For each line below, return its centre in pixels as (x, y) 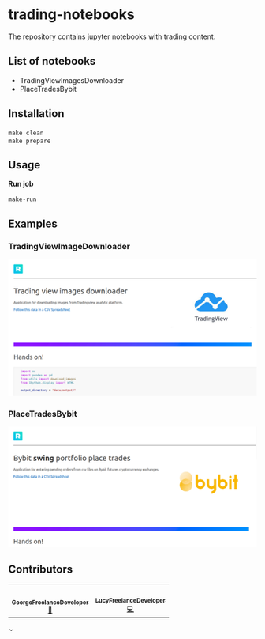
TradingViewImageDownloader (69, 246)
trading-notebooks (72, 15)
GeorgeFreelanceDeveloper (50, 603)
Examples (33, 223)
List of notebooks (52, 61)
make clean (26, 133)
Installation (36, 113)
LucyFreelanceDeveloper (130, 600)
